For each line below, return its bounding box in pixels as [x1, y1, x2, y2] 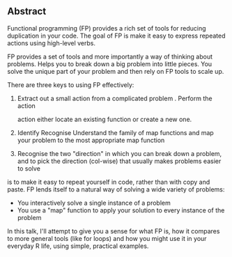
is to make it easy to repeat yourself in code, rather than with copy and [7, 178, 210, 186]
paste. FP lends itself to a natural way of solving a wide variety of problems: [7, 185, 225, 194]
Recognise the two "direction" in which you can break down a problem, [17, 149, 222, 157]
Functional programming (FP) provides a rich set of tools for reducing [7, 24, 207, 32]
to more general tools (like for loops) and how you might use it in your [7, 234, 207, 242]
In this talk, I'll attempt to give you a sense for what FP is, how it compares [7, 226, 220, 235]
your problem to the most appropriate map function [17, 136, 165, 144]
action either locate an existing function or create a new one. [17, 115, 192, 123]
